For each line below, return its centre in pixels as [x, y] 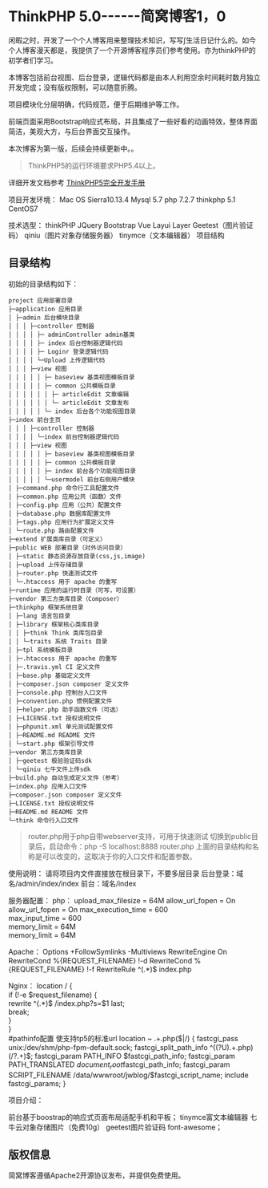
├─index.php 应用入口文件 [48, 786]
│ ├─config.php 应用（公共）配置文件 [65, 505]
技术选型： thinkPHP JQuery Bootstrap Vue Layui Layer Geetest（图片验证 [131, 225]
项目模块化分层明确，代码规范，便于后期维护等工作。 [96, 104]
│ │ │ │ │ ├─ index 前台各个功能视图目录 [72, 471]
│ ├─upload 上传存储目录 [46, 565]
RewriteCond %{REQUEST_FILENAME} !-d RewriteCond [100, 960]
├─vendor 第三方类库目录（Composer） [66, 598]
